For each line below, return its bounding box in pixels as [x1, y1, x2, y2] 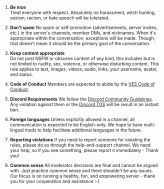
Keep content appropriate [9, 50, 65, 56]
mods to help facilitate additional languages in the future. [24, 127, 142, 133]
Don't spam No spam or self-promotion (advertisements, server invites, [9, 24, 158, 30]
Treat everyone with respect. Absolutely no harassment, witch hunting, [9, 9, 156, 15]
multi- [143, 122, 156, 127]
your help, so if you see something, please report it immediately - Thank [9, 147, 158, 153]
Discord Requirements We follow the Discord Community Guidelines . [9, 96, 153, 102]
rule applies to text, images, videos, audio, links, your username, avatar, [9, 66, 158, 72]
